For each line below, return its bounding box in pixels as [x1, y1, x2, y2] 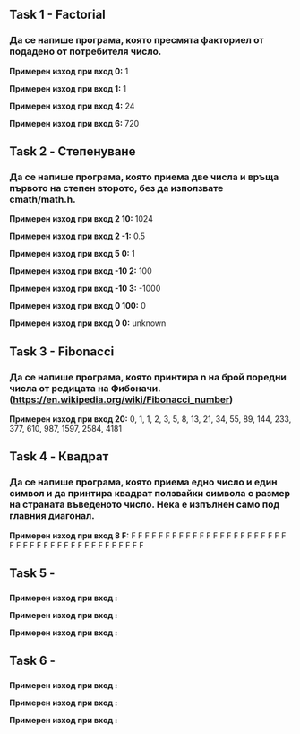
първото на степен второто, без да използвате [9, 182, 224, 194]
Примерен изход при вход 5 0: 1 [9, 249, 136, 259]
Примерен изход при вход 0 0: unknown [9, 318, 167, 328]
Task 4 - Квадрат [9, 449, 109, 465]
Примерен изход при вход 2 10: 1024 [9, 214, 154, 224]
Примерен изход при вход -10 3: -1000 [9, 283, 161, 294]
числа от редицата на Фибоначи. [9, 381, 161, 394]
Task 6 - [9, 653, 56, 668]
